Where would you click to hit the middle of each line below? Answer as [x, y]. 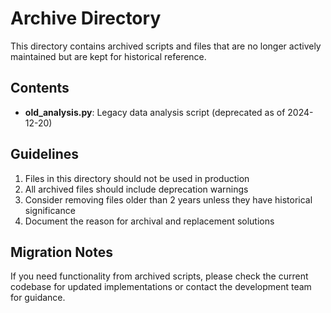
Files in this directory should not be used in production [137, 178]
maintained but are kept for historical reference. [108, 56]
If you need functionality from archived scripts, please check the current [159, 276]
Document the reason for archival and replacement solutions [149, 221]
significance [50, 210]
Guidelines [44, 154]
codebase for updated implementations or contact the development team [161, 287]
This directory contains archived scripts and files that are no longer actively [166, 46]
